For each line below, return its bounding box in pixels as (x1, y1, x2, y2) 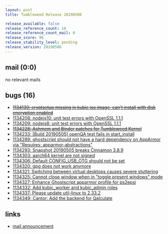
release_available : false (5, 21, 59, 26)
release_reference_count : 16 (5, 26, 66, 31)
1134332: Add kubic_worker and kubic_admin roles (12, 185, 118, 191)
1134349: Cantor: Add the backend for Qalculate (12, 195, 113, 201)
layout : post (5, 7, 33, 13)
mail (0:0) (5, 63, 37, 72)
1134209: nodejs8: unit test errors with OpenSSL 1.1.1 (12, 120, 122, 126)
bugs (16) (5, 91, 35, 100)
